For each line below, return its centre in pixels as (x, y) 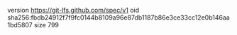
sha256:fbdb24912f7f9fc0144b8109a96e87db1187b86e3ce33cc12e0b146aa (119, 17)
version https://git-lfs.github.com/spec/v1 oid (73, 10)
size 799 (46, 25)
